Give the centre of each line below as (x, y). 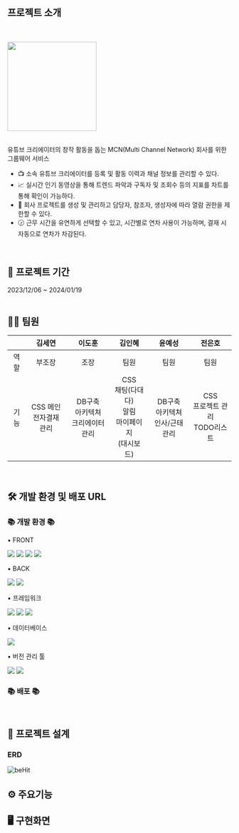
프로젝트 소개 (34, 13)
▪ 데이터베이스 (27, 628)
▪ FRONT (21, 540)
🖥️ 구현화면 (29, 821)
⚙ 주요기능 (30, 794)
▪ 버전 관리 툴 (26, 656)
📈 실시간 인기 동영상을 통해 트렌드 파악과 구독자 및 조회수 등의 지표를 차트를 (123, 185)
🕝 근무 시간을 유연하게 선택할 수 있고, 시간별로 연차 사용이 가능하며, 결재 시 (122, 223)
